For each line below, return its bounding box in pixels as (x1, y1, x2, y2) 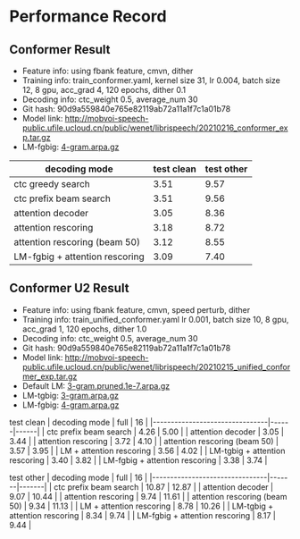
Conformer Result (9, 42, 111, 57)
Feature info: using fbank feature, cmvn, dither (21, 65, 194, 76)
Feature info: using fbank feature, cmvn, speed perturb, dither (21, 304, 251, 315)
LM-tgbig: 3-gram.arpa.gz (21, 390, 119, 400)
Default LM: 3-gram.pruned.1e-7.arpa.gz (21, 380, 171, 391)
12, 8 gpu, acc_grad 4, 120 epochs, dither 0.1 (21, 85, 186, 95)
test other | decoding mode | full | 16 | (9, 472, 148, 483)
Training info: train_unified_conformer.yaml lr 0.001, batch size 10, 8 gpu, (21, 314, 289, 324)
